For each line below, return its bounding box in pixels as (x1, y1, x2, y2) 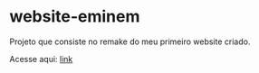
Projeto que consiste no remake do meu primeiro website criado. (9, 36, 251, 47)
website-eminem (9, 6, 140, 27)
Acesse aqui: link (9, 53, 73, 64)
